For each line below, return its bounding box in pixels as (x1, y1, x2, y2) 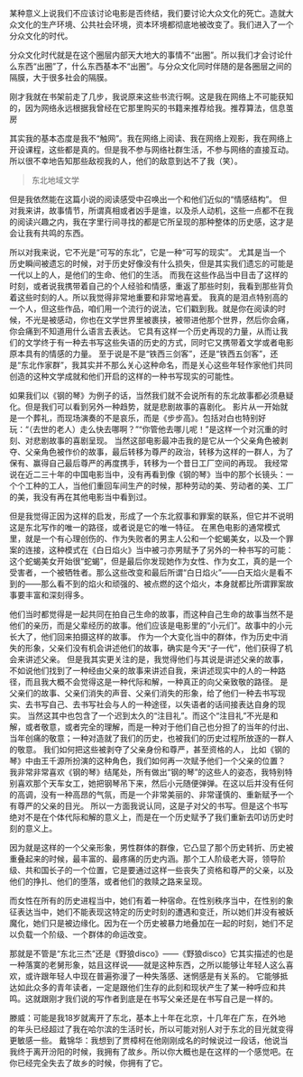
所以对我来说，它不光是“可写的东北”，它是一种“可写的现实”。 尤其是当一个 (9, 247, 287, 257)
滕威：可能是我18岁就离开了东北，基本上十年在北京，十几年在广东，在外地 (9, 1013, 287, 1023)
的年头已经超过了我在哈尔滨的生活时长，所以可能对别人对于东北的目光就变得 (9, 1024, 294, 1035)
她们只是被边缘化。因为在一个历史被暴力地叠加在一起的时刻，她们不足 (32, 918, 294, 928)
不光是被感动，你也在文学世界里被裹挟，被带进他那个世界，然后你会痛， (24, 315, 294, 325)
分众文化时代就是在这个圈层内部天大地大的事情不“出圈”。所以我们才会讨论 (9, 50, 286, 60)
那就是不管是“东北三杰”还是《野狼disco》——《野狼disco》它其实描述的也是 (9, 948, 294, 959)
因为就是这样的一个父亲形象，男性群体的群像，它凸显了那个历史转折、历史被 (9, 842, 294, 852)
